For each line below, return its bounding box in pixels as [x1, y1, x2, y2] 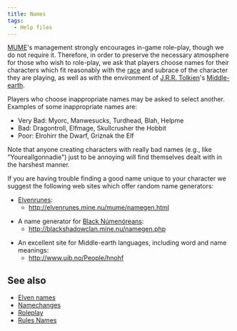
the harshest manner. [7, 161, 70, 169]
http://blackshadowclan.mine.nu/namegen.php [28, 225, 166, 233]
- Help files [14, 24, 53, 31]
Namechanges [17, 301, 61, 310]
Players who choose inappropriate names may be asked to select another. [7, 95, 225, 103]
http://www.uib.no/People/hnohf [28, 254, 124, 263]
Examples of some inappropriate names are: [7, 103, 138, 111]
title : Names [7, 10, 46, 18]
